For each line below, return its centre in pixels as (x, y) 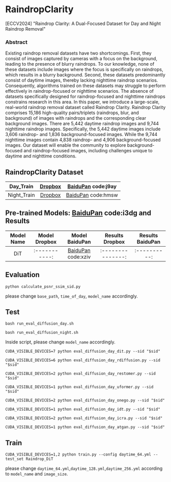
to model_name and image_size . (37, 474)
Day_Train (21, 186)
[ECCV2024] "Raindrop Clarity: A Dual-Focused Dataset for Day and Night (83, 23)
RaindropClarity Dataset (44, 172)
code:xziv (79, 257)
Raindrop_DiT (39, 459)
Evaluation (22, 275)
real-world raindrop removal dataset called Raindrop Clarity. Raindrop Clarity (85, 108)
